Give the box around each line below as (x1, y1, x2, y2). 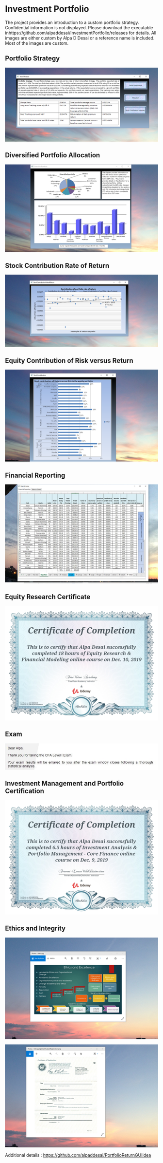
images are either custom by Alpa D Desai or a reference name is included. (5, 35, 155, 41)
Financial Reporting (5, 471, 65, 479)
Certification (5, 787, 45, 795)
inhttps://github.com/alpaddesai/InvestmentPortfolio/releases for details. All (5, 30, 157, 36)
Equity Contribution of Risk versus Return (5, 356, 133, 365)
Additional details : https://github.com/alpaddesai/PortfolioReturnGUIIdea (5, 1152, 151, 1158)
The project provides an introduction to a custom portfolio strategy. (5, 19, 139, 25)
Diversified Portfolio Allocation (5, 151, 100, 159)
